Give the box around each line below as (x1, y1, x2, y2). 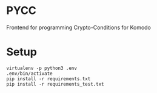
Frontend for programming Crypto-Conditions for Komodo (6, 24, 152, 31)
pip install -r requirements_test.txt (6, 81, 104, 87)
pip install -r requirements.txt (6, 75, 91, 82)
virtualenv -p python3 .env (6, 65, 78, 71)
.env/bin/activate (6, 71, 53, 77)
